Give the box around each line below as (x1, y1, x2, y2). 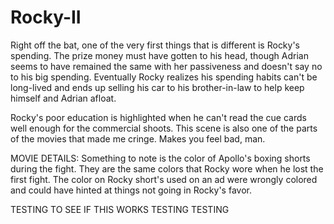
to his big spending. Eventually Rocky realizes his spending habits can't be (10, 71, 318, 83)
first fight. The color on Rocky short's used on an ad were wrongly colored (10, 173, 318, 185)
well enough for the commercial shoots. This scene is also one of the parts (10, 122, 318, 134)
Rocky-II (10, 6, 82, 29)
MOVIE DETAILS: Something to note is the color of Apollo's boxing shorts (10, 152, 311, 164)
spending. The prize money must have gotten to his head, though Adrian (10, 49, 309, 61)
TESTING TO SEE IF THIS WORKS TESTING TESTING (10, 203, 230, 215)
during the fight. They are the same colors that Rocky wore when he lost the (10, 162, 324, 175)
